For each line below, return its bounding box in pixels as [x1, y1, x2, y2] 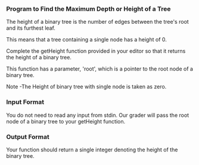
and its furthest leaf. [6, 24, 55, 31]
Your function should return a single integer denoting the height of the [6, 146, 178, 153]
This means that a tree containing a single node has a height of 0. [6, 36, 167, 43]
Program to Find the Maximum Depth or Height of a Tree [6, 5, 171, 13]
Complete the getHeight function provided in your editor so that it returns [6, 47, 186, 55]
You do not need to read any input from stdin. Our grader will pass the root [6, 112, 189, 119]
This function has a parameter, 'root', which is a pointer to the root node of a [6, 65, 194, 72]
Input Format [6, 98, 45, 106]
